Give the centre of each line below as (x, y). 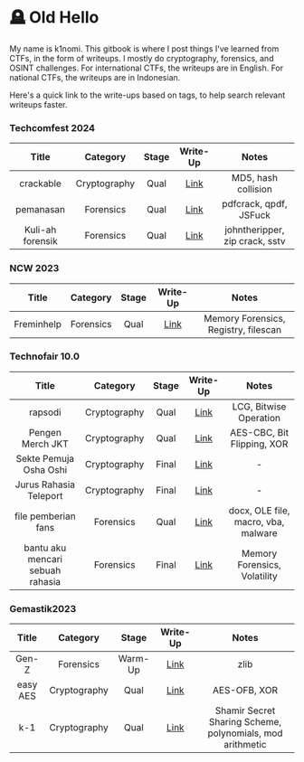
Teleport (45, 495)
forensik (40, 241)
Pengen (45, 432)
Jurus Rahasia (45, 484)
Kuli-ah (40, 230)
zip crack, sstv (255, 241)
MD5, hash (255, 178)
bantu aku (45, 548)
